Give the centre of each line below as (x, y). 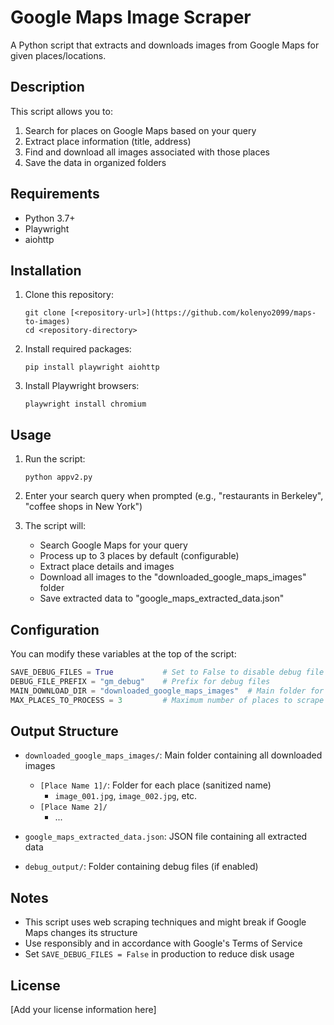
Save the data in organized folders (95, 162)
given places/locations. (58, 55)
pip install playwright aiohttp (92, 367)
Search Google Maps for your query (113, 545)
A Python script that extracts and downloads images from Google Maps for (165, 45)
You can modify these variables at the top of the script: (123, 654)
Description (47, 87)
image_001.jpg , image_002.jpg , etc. (126, 796)
